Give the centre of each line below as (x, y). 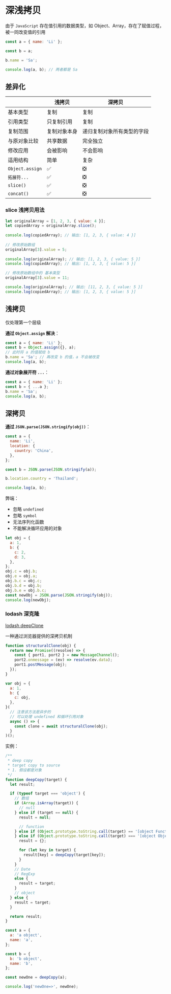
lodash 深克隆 (22, 614)
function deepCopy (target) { (36, 780)
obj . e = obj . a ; (21, 576)
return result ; (26, 916)
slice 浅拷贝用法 (25, 210)
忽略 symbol (25, 516)
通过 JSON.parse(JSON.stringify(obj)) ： (48, 427)
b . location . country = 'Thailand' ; (42, 479)
